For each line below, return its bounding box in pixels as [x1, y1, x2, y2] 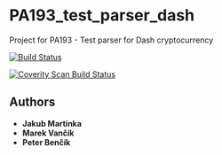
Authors [9, 95, 56, 110]
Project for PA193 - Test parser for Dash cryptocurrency [9, 35, 214, 45]
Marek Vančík [21, 128, 75, 138]
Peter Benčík [21, 136, 71, 147]
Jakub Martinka [21, 118, 83, 128]
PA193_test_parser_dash [9, 5, 195, 26]
